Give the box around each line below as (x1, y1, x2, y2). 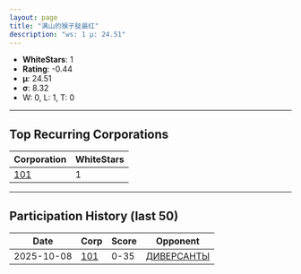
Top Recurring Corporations (9, 126, 169, 141)
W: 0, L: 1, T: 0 (21, 92, 75, 103)
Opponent (155, 235, 200, 247)
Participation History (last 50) (9, 208, 179, 224)
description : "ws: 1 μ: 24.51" (9, 30, 126, 39)
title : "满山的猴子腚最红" (9, 21, 99, 30)
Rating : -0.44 (21, 64, 73, 74)
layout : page (9, 13, 58, 22)
